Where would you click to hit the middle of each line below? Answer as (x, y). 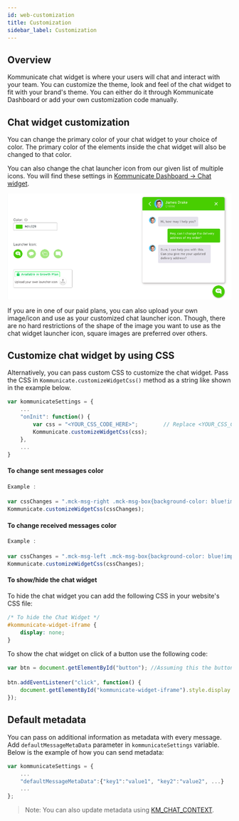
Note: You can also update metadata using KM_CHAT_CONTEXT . (119, 810)
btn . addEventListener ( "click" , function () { (74, 683)
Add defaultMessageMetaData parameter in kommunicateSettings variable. (113, 745)
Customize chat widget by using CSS (91, 356)
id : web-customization (41, 15)
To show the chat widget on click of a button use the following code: (108, 653)
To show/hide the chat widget (52, 580)
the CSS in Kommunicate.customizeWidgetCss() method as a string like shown (119, 380)
